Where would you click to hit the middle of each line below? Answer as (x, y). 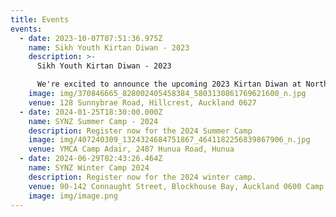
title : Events (40, 19)
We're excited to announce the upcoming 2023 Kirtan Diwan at (169, 84)
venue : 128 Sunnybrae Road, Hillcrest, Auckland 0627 (142, 102)
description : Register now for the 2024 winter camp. (142, 177)
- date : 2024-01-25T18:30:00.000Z (91, 112)
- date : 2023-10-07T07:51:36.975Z (91, 38)
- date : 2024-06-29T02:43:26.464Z (91, 159)
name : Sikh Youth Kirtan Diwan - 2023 (109, 47)
